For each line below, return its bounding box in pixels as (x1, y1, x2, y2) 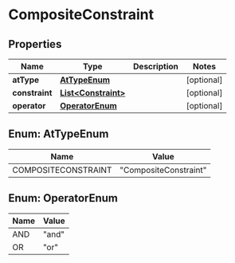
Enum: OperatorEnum (8, 191, 118, 205)
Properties (8, 37, 62, 51)
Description (132, 61, 179, 72)
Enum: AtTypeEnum (8, 128, 109, 141)
